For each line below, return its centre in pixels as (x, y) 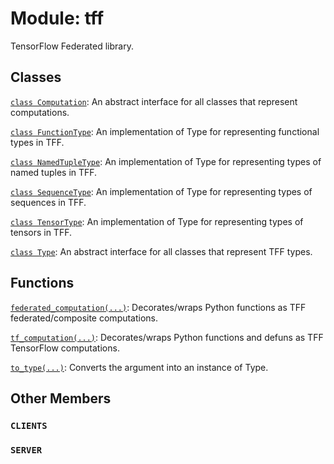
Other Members (61, 398)
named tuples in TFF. (54, 172)
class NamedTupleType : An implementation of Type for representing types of (166, 161)
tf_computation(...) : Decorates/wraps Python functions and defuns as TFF (167, 337)
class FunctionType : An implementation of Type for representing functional (165, 131)
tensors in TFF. (41, 232)
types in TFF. (37, 142)
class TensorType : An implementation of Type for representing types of (157, 221)
